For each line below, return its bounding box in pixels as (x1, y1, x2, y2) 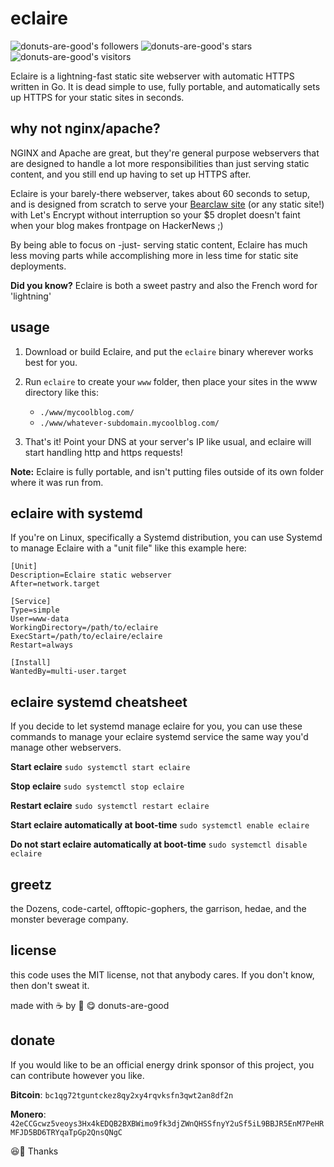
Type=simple (10, 605, 60, 616)
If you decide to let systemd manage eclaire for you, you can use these (10, 720, 303, 732)
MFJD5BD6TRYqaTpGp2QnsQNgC (10, 1127, 123, 1137)
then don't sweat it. (10, 979, 90, 991)
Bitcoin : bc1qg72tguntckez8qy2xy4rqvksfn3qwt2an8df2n (10, 1088, 234, 1101)
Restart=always (10, 640, 74, 651)
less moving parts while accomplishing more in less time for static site (10, 249, 299, 261)
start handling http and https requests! (24, 446, 183, 458)
